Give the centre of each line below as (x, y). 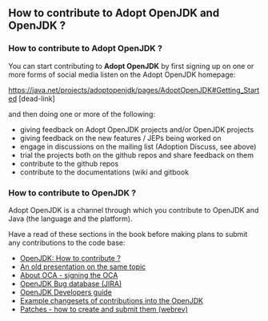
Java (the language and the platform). (70, 219)
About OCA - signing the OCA (69, 275)
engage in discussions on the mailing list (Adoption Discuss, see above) (138, 146)
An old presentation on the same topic (83, 267)
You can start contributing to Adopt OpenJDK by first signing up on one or (131, 66)
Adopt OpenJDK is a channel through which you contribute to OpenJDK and (134, 210)
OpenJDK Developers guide (66, 292)
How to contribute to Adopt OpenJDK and (114, 13)
